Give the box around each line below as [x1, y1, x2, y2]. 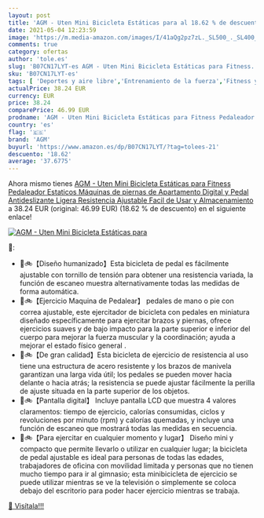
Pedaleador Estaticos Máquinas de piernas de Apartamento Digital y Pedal [8, 188, 249, 197]
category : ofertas [8, 48, 68, 56]
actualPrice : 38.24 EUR [8, 84, 86, 93]
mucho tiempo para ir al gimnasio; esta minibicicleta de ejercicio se [19, 469, 238, 479]
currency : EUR [8, 92, 55, 100]
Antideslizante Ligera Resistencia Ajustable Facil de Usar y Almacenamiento [8, 195, 254, 205]
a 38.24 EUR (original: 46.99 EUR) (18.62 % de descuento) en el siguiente [8, 204, 246, 213]
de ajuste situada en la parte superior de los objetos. [19, 386, 190, 396]
